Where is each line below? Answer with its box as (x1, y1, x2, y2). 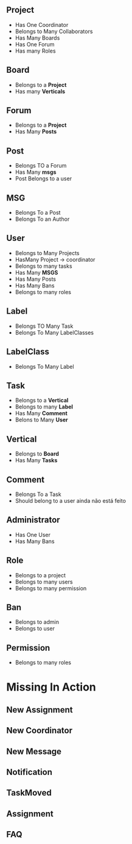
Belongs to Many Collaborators (15, 28, 93, 35)
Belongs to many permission (15, 584, 87, 592)
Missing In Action (6, 680, 96, 694)
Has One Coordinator (15, 21, 69, 28)
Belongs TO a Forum (15, 162, 67, 169)
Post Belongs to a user (15, 175, 72, 182)
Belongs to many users (15, 578, 73, 585)
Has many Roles (15, 47, 56, 54)
